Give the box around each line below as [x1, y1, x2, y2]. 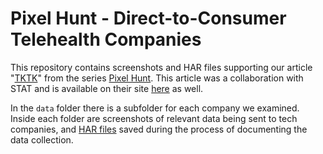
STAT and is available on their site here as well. [10, 82, 204, 94]
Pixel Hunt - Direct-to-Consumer [10, 7, 287, 30]
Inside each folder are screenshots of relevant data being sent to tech [10, 112, 298, 124]
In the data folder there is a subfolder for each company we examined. [10, 102, 300, 114]
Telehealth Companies [10, 28, 202, 51]
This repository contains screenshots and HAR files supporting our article [10, 61, 313, 73]
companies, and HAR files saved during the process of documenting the [10, 123, 308, 135]
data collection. [10, 133, 74, 146]
